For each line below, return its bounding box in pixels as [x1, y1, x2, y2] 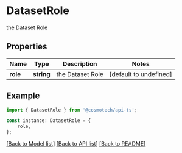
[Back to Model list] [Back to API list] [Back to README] [6, 140, 146, 148]
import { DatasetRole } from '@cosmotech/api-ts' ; [6, 107, 138, 113]
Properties [6, 41, 47, 52]
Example [6, 91, 40, 101]
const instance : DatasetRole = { [6, 118, 91, 124]
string [32, 69, 51, 78]
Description [62, 59, 97, 68]
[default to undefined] [109, 69, 172, 78]
